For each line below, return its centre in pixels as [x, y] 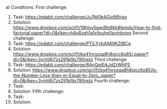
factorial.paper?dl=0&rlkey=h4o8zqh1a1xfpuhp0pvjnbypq [72, 33]
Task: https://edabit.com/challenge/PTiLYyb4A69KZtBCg [72, 43]
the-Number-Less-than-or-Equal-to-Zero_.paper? [64, 75]
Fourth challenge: [112, 80]
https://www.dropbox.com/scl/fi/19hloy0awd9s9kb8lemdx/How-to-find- [87, 27]
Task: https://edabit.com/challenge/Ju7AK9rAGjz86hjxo [70, 17]
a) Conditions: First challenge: [36, 7]
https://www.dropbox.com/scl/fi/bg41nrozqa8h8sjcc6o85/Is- [95, 70]
